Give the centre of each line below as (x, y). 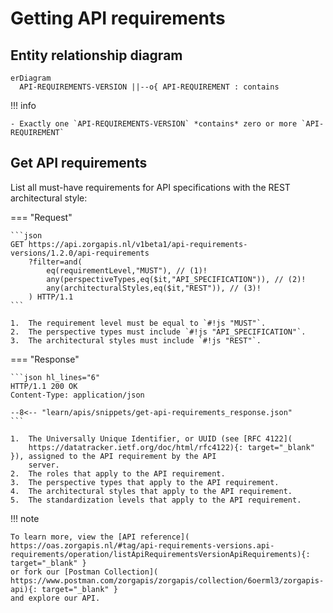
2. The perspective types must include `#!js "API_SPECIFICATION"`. (158, 332)
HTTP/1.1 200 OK (44, 386)
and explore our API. (55, 598)
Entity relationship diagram (96, 55)
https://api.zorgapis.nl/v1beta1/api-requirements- (138, 244)
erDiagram (31, 78)
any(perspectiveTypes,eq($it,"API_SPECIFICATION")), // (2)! (176, 279)
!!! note (25, 518)
